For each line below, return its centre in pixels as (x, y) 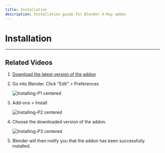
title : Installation (26, 10)
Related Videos (29, 63)
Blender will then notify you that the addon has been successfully (78, 141)
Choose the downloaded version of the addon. (59, 122)
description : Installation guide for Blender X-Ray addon (66, 14)
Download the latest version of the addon (54, 75)
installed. (21, 146)
